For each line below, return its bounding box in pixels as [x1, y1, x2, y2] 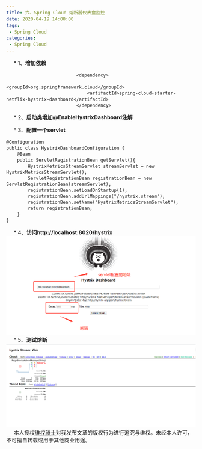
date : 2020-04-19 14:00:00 [6, 16, 74, 22]
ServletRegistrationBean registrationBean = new [28, 175, 152, 181]
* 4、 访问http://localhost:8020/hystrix [13, 229, 113, 236]
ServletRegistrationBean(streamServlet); [6, 181, 112, 187]
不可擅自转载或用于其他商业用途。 [6, 436, 91, 444]
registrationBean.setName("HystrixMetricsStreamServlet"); [28, 199, 179, 205]
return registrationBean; [28, 205, 93, 211]
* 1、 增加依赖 [13, 60, 47, 66]
